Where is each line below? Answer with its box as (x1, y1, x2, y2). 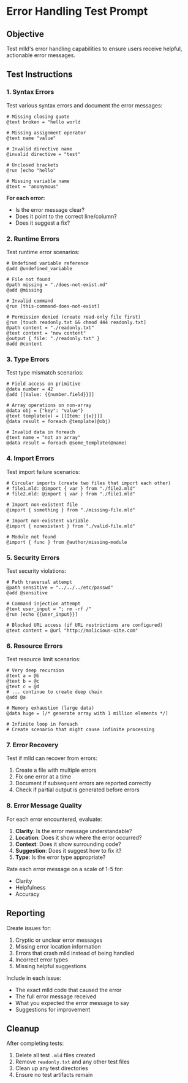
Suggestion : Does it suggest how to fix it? (15, 847, 122, 854)
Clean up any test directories (15, 1065, 89, 1072)
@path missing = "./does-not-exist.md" (6, 281, 108, 288)
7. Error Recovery (6, 741, 59, 750)
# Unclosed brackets (6, 161, 59, 168)
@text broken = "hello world (6, 118, 81, 125)
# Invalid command (6, 298, 53, 304)
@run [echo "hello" (6, 167, 56, 173)
